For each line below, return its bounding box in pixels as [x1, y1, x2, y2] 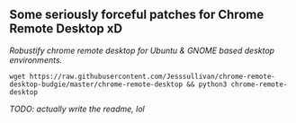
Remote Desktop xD [9, 22, 123, 37]
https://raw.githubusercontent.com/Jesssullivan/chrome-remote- [29, 72, 276, 81]
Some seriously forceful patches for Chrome [9, 7, 265, 22]
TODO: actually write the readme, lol [9, 103, 146, 114]
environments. [9, 54, 63, 66]
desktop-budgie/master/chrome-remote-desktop [9, 80, 183, 89]
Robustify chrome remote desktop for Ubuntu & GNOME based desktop [9, 45, 275, 56]
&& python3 [185, 80, 228, 89]
